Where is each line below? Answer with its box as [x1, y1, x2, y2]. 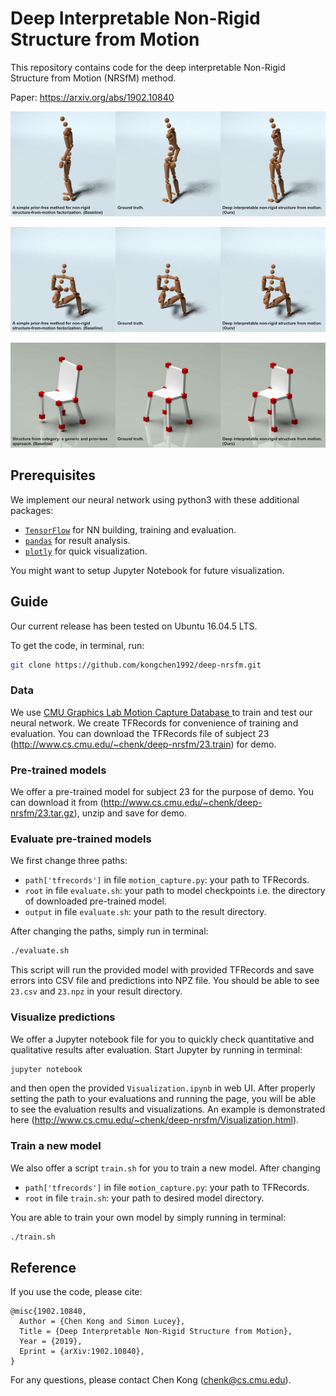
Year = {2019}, [19, 1337, 83, 1347]
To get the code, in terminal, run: [10, 639, 145, 651]
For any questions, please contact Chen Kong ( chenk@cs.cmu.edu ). [10, 1374, 292, 1386]
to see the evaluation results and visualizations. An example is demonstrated [10, 1103, 326, 1116]
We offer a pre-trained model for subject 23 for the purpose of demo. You [10, 786, 315, 798]
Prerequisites [10, 467, 96, 484]
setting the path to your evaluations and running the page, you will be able [10, 1093, 317, 1105]
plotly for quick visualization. [24, 545, 148, 557]
